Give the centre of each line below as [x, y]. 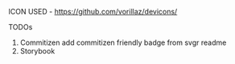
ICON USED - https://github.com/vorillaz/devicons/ [93, 12]
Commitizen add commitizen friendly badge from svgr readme [123, 42]
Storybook [37, 51]
